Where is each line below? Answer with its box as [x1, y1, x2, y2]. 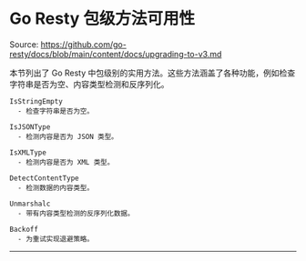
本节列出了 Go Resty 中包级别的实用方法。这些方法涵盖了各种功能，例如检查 [9, 67, 296, 78]
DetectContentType [9, 174, 79, 183]
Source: [9, 38, 39, 50]
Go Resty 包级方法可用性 [9, 8, 196, 29]
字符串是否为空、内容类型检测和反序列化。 [9, 78, 169, 89]
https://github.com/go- [40, 38, 127, 50]
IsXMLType [9, 147, 47, 157]
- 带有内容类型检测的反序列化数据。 [17, 208, 135, 218]
